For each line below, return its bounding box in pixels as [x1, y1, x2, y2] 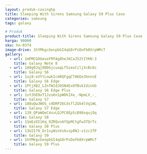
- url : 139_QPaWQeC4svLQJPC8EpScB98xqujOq [9, 110, 97, 115]
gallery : [5, 52, 23, 57]
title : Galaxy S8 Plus [14, 124, 60, 129]
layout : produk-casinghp [5, 7, 55, 12]
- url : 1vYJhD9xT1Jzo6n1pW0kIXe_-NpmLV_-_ [9, 92, 97, 97]
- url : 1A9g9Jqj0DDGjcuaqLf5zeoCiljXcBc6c [9, 65, 97, 70]
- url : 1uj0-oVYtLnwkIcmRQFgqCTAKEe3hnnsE [9, 75, 97, 79]
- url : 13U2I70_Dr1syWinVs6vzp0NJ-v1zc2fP [9, 128, 97, 133]
